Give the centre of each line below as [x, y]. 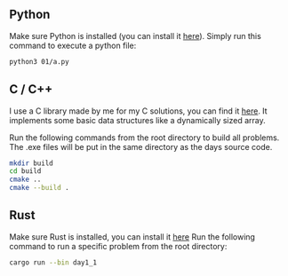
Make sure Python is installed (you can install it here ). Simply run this [136, 35]
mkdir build [31, 163]
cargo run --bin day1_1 [53, 262]
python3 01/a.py [39, 61]
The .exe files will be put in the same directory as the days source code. [141, 146]
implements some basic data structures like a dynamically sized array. [138, 120]
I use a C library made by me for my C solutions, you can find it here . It [139, 111]
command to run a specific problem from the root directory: [118, 246]
